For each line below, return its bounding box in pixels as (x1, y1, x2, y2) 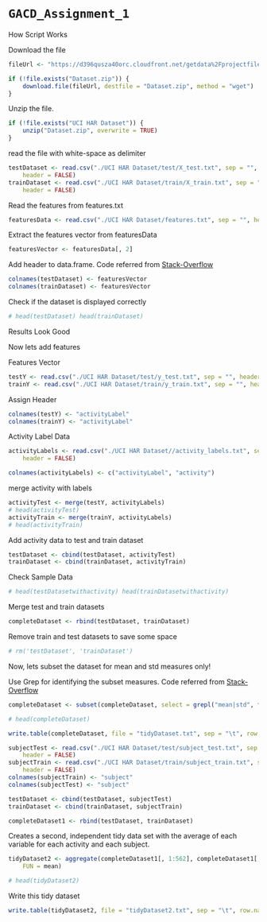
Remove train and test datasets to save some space (8, 632, 177, 641)
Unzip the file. (8, 104, 54, 114)
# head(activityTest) (8, 506, 80, 514)
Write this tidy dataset (8, 891, 80, 901)
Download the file (8, 45, 66, 54)
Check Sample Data (8, 572, 73, 582)
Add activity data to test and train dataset (8, 535, 144, 544)
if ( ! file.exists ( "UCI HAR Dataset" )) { (8, 119, 145, 127)
